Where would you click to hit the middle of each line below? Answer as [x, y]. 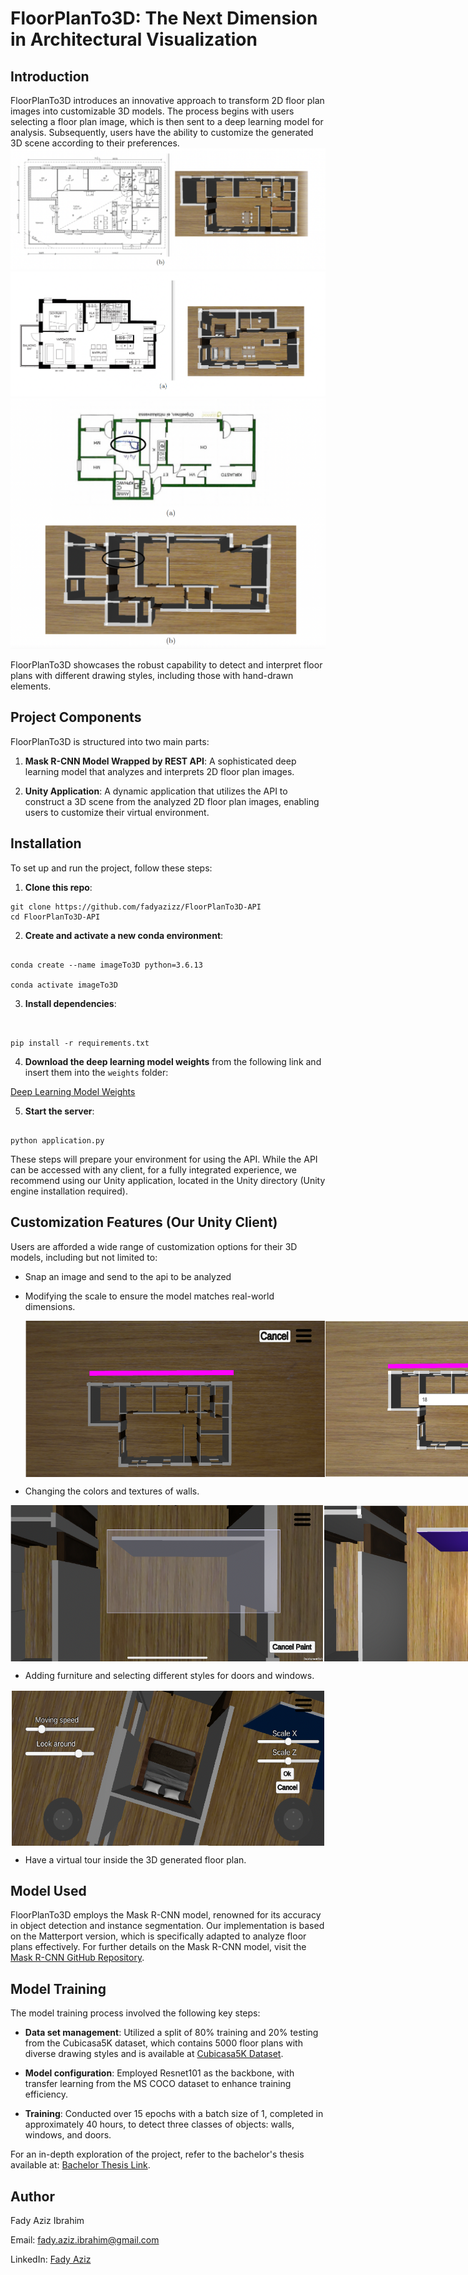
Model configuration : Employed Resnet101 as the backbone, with [159, 2073]
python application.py [57, 1140]
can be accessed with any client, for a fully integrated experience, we [153, 1169]
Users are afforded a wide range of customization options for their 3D [154, 1246]
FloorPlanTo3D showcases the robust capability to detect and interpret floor [166, 665]
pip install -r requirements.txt [80, 1043]
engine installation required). [69, 1191]
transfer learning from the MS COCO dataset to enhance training [158, 2084]
